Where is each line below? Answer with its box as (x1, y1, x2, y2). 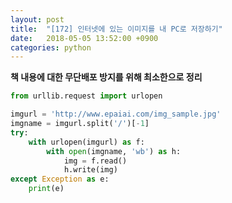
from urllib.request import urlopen (10, 91, 163, 101)
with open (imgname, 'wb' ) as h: (46, 146, 182, 156)
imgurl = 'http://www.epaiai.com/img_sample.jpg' (10, 109, 222, 120)
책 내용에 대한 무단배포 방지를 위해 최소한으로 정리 (10, 71, 203, 83)
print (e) (28, 184, 65, 194)
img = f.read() (63, 156, 128, 166)
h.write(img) (63, 165, 118, 175)
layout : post (10, 14, 65, 25)
